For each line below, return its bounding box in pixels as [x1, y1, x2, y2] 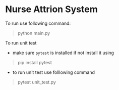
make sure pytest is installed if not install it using [12, 50, 114, 56]
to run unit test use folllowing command [12, 69, 95, 75]
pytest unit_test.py [17, 79, 56, 85]
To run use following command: [5, 20, 71, 26]
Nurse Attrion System [5, 4, 98, 15]
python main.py [17, 30, 50, 36]
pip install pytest [17, 59, 52, 65]
